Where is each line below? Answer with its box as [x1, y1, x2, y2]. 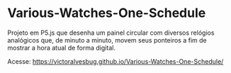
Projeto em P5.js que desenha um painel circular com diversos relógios [7, 28, 215, 37]
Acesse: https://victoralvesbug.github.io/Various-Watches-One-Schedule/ [7, 57, 224, 65]
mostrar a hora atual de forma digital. [7, 43, 115, 52]
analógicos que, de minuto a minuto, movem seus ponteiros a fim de [7, 35, 207, 44]
